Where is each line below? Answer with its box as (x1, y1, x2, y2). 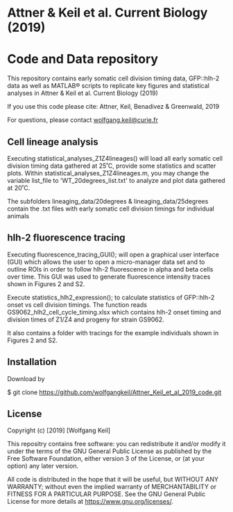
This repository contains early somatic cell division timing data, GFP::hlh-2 (7, 74, 220, 82)
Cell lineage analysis (7, 136, 98, 148)
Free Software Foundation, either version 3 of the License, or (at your (7, 454, 205, 463)
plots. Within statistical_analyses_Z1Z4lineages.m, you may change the (7, 168, 209, 177)
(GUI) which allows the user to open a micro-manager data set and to (7, 258, 205, 266)
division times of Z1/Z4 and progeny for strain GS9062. (7, 315, 164, 324)
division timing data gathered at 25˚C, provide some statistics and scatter (7, 161, 216, 170)
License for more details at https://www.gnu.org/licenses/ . (7, 497, 173, 506)
